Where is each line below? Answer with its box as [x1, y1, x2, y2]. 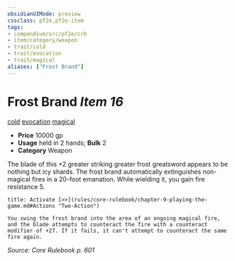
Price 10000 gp [17, 130, 64, 139]
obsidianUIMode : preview [7, 10, 81, 18]
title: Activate [7, 196, 55, 203]
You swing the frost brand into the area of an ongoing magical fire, [7, 214, 221, 222]
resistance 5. [7, 182, 45, 191]
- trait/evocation [7, 50, 62, 57]
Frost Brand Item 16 [7, 94, 124, 110]
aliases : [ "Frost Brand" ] [7, 63, 84, 70]
